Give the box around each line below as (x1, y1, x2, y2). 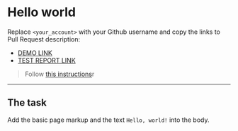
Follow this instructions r (24, 70, 95, 78)
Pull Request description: (7, 35, 80, 43)
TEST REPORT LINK (17, 56, 76, 64)
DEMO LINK (17, 49, 53, 57)
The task (7, 96, 47, 109)
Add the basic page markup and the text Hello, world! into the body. (7, 116, 210, 124)
